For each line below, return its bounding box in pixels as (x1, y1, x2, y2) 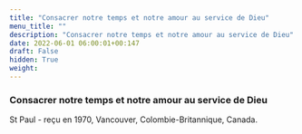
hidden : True (9, 55, 59, 64)
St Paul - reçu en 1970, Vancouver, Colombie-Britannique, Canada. (9, 114, 258, 125)
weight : (9, 64, 39, 73)
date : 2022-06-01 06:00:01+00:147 (9, 38, 141, 48)
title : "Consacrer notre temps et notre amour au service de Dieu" (9, 13, 270, 23)
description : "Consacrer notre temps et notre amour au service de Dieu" (9, 30, 295, 39)
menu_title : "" (9, 22, 67, 31)
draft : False (9, 47, 59, 56)
